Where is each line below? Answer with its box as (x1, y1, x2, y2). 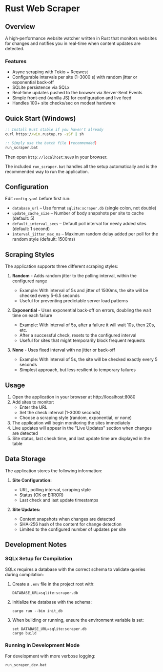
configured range (12, 278, 47, 284)
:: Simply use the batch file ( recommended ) (5, 140, 97, 146)
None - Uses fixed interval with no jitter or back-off (12, 347, 116, 353)
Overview (5, 22, 36, 31)
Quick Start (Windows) (5, 114, 76, 123)
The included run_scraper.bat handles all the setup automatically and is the (5, 163, 157, 169)
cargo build (12, 630, 37, 635)
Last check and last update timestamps (19, 497, 99, 503)
